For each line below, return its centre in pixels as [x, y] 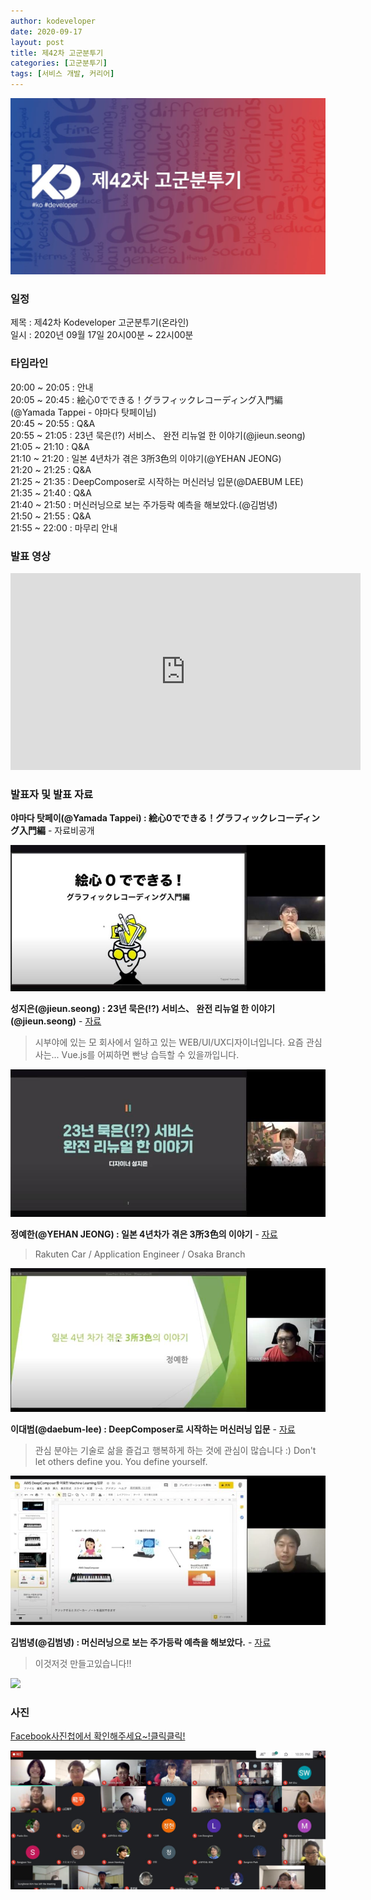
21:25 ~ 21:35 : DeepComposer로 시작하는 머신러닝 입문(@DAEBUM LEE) [157, 481]
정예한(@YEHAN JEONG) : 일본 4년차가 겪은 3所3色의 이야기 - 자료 [144, 1234]
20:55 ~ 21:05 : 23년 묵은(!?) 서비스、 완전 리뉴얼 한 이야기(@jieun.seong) [158, 435]
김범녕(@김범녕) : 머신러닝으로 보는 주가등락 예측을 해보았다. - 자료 [141, 1642]
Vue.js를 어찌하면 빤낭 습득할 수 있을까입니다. [150, 1054]
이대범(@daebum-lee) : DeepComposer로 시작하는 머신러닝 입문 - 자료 [153, 1429]
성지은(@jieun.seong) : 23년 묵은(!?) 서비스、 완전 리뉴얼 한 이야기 [143, 1008]
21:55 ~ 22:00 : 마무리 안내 [64, 527]
